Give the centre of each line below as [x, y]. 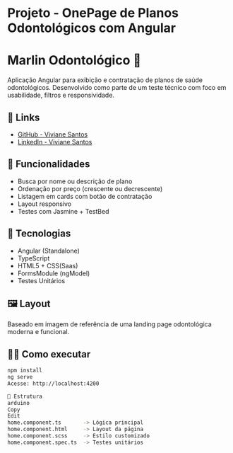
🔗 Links [24, 117]
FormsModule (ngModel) [54, 273]
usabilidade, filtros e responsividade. [61, 95]
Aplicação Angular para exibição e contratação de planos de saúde [105, 80]
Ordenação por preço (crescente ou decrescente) [90, 188]
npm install [25, 371]
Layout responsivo [44, 204]
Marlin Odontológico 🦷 [74, 61]
